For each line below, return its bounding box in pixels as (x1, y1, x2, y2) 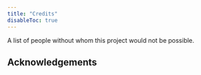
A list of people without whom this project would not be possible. (7, 36, 195, 44)
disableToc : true (7, 17, 58, 24)
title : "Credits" (7, 10, 58, 18)
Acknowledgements (7, 56, 97, 68)
